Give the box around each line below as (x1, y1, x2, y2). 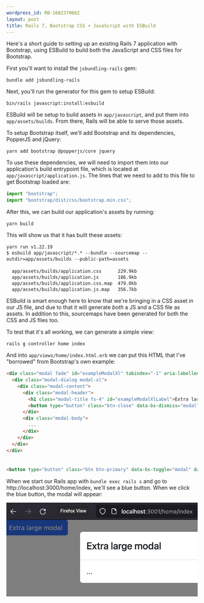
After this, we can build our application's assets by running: (6, 208, 155, 216)
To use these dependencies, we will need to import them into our (6, 159, 169, 167)
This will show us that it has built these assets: (6, 232, 123, 239)
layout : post (6, 16, 39, 22)
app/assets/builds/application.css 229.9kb (12, 268, 137, 275)
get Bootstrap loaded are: (6, 178, 70, 185)
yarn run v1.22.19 (6, 244, 53, 250)
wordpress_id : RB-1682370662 (6, 10, 80, 16)
